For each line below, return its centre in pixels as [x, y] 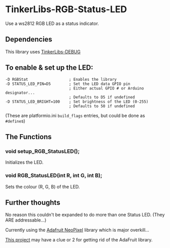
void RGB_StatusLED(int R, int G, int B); [54, 175]
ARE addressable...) [26, 220]
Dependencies [29, 39]
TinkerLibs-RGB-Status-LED [66, 9]
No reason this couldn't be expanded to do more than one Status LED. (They [85, 215]
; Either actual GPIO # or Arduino [106, 88]
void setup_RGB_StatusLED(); [43, 151]
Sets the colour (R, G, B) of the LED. [43, 187]
